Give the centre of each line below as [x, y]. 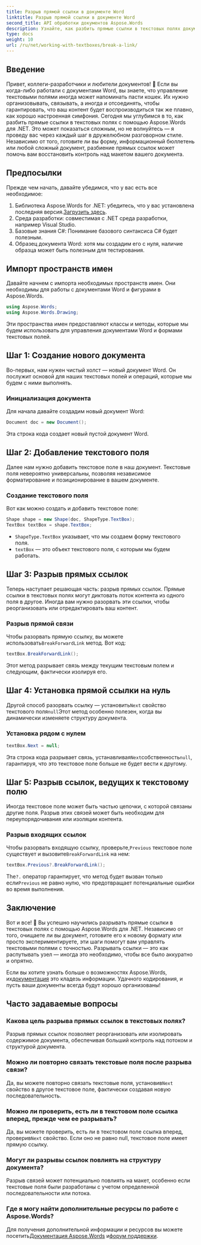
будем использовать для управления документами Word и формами [94, 330]
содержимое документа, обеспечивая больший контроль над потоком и [99, 1040]
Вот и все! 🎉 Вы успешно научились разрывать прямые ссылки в [90, 922]
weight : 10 [20, 40]
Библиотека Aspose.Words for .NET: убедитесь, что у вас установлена [104, 205]
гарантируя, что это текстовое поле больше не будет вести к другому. [97, 763]
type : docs [20, 34]
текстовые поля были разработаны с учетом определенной [83, 1187]
